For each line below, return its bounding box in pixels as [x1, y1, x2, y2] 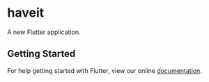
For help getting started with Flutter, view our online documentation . [7, 66, 202, 74]
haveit [7, 5, 45, 21]
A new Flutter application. [7, 28, 81, 36]
